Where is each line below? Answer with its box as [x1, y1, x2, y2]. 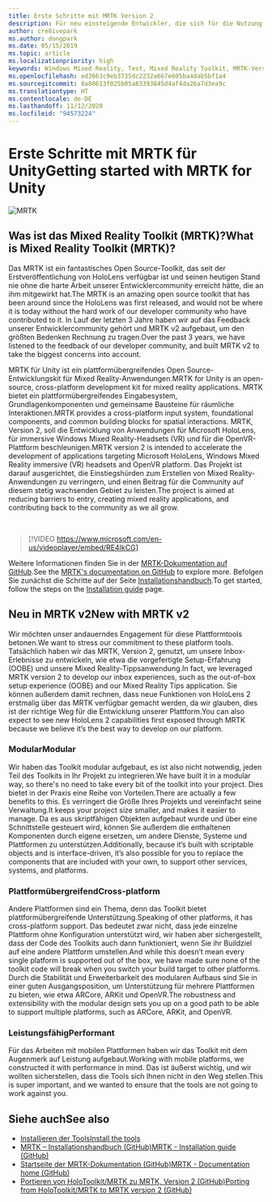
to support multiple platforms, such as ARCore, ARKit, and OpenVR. [8, 1007, 233, 1017]
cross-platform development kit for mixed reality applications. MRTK [35, 382, 263, 392]
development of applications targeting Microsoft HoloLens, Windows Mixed [8, 451, 260, 461]
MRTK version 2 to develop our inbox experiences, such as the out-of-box [8, 672, 257, 682]
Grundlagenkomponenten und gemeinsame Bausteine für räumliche [8, 399, 235, 409]
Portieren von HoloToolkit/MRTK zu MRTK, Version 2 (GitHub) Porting [19, 1177, 250, 1187]
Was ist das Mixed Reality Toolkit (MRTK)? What [8, 229, 254, 243]
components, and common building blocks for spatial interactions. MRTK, [8, 416, 253, 426]
